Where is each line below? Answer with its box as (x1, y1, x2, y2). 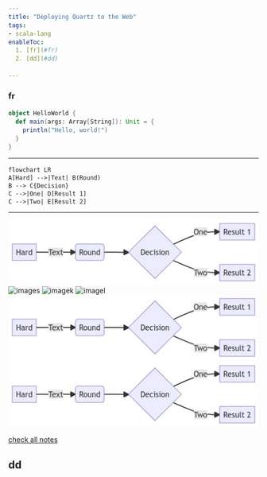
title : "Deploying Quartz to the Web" (8, 13, 137, 21)
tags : (8, 21, 26, 29)
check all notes (8, 435, 58, 444)
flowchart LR (8, 165, 52, 174)
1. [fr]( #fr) (15, 46, 59, 55)
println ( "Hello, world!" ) (22, 126, 109, 134)
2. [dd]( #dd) (15, 55, 59, 63)
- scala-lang (8, 29, 52, 37)
